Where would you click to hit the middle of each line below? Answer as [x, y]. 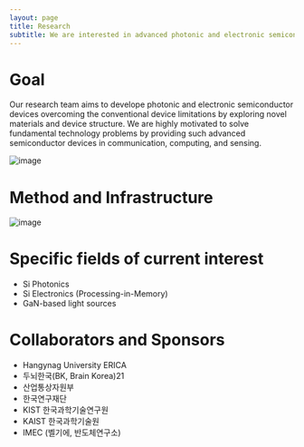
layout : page [34, 18]
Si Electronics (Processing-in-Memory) [95, 294]
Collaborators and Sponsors [117, 340]
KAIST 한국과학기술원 [61, 422]
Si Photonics [46, 284]
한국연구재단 [45, 399]
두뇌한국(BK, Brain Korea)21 [73, 376]
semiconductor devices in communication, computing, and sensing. [136, 143]
